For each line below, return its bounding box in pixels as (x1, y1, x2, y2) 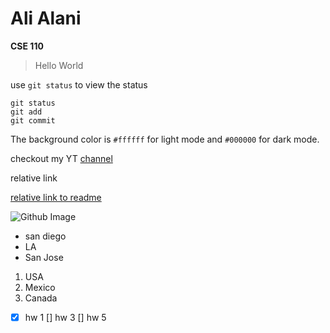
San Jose (24, 251, 64, 263)
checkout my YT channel (10, 152, 113, 164)
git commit (10, 115, 56, 126)
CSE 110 (10, 40, 44, 52)
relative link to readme (10, 191, 102, 203)
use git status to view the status (10, 78, 148, 91)
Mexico (24, 281, 56, 293)
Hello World (34, 59, 84, 71)
